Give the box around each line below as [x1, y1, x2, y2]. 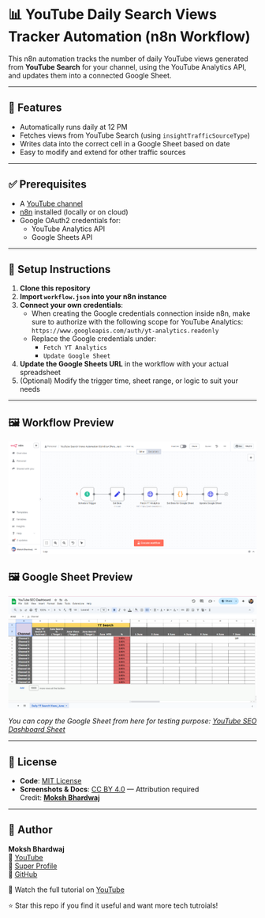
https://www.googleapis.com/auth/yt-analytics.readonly [31, 327, 219, 336]
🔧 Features [8, 101, 62, 115]
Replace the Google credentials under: [31, 334, 157, 343]
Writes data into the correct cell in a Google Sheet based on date [19, 138, 230, 148]
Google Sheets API [31, 232, 93, 241]
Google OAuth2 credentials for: [19, 215, 121, 225]
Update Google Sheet [43, 352, 111, 360]
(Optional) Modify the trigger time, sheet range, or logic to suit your [19, 376, 239, 385]
